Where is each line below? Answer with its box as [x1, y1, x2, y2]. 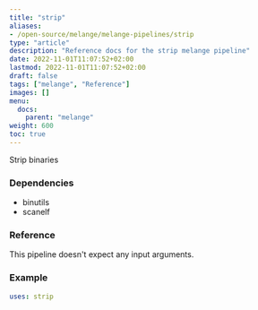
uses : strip [9, 292, 54, 301]
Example [9, 271, 48, 284]
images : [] [9, 88, 50, 97]
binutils [21, 197, 50, 208]
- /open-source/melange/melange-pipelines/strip [9, 30, 194, 39]
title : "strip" [9, 13, 66, 22]
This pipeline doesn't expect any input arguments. [9, 249, 194, 260]
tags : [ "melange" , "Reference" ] [9, 80, 130, 89]
